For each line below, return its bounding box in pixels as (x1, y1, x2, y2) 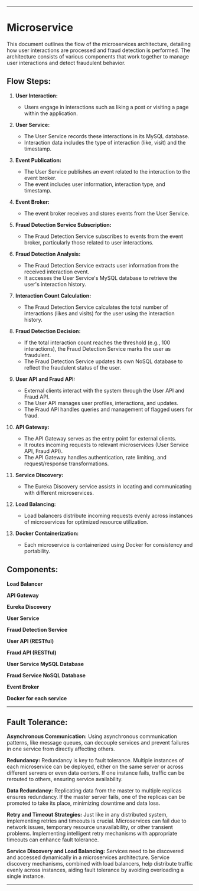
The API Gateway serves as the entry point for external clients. (24, 435, 177, 442)
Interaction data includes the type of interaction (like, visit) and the (24, 139, 186, 146)
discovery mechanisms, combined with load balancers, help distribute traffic (6, 860, 193, 867)
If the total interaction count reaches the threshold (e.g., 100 (24, 339, 171, 346)
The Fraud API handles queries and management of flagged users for (24, 406, 193, 413)
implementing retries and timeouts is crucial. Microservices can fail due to (6, 817, 187, 824)
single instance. (6, 873, 45, 880)
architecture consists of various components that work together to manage (6, 53, 190, 60)
